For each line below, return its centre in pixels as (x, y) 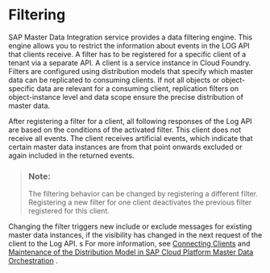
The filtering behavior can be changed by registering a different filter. (143, 194)
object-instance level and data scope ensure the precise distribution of (126, 97)
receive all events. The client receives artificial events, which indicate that (131, 138)
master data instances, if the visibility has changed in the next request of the (135, 235)
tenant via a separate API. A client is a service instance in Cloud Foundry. (130, 63)
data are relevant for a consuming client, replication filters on (138, 88)
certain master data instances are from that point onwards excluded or (126, 147)
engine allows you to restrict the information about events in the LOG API (129, 45)
